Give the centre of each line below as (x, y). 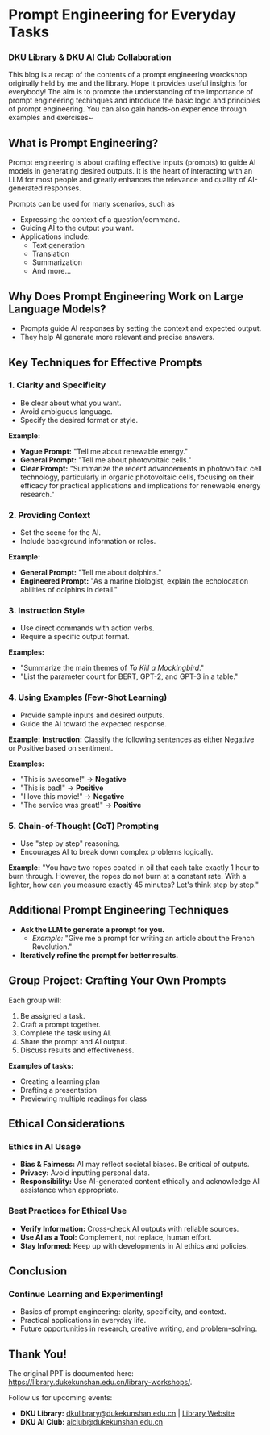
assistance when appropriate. (69, 1190)
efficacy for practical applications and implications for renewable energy (140, 485)
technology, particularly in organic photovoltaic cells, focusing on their (137, 477)
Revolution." (52, 947)
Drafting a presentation (58, 1090)
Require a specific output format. (75, 637)
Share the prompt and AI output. (73, 1041)
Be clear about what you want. (71, 403)
